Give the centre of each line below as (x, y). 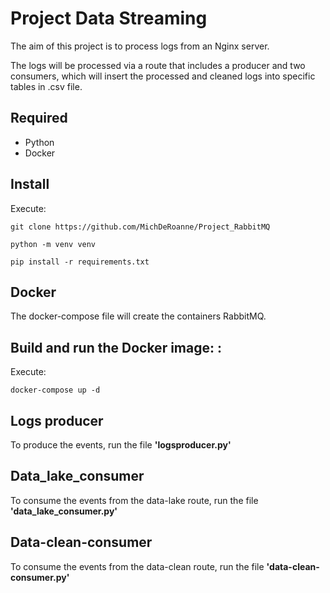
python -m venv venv (53, 244)
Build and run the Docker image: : (116, 347)
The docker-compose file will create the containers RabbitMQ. (138, 316)
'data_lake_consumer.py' (64, 511)
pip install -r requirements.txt (80, 262)
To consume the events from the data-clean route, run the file (137, 566)
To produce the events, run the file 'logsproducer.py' (121, 445)
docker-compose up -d (55, 390)
